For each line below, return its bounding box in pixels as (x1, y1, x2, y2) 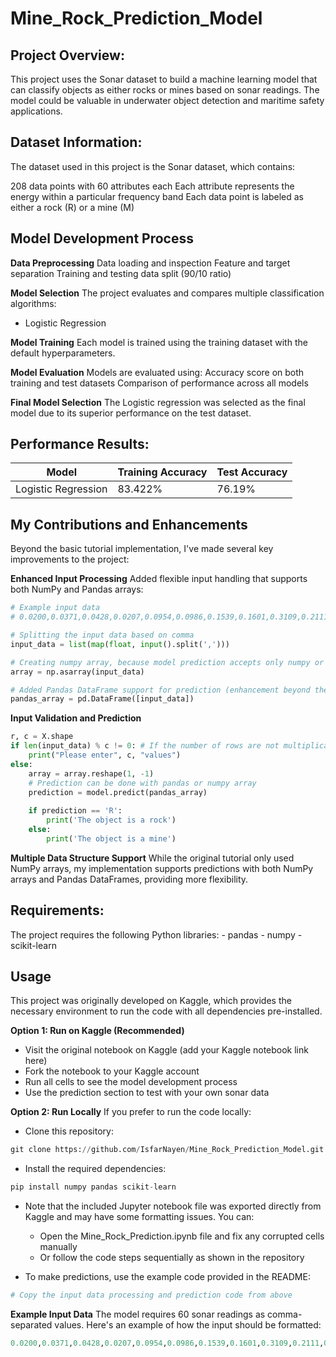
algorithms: (10, 297, 57, 309)
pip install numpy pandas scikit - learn (10, 1182, 177, 1192)
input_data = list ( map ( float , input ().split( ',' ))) (10, 639, 230, 649)
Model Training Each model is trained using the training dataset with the (10, 336, 308, 348)
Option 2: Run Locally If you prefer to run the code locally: (10, 1106, 252, 1118)
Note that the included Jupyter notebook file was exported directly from (24, 1200, 322, 1212)
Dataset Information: (10, 134, 143, 151)
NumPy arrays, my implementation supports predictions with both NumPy (10, 862, 314, 874)
